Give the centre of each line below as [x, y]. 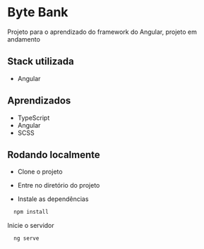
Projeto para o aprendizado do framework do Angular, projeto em [102, 32]
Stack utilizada [41, 62]
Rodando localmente [54, 155]
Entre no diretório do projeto [59, 186]
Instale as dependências [53, 199]
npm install [31, 212]
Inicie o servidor [31, 226]
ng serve [26, 238]
